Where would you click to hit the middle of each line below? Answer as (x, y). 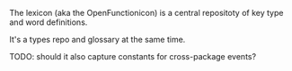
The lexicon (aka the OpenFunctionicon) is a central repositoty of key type (146, 13)
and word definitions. (49, 22)
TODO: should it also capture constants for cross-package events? (133, 56)
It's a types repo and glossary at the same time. (97, 39)
